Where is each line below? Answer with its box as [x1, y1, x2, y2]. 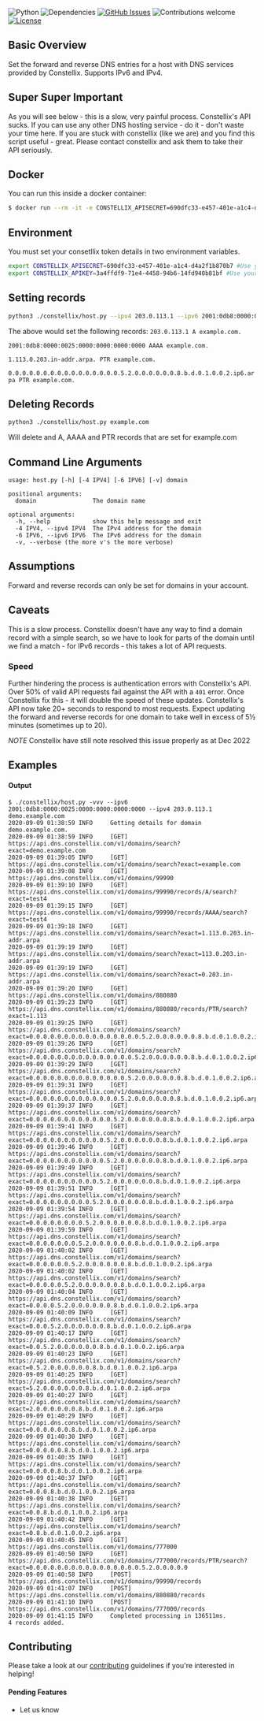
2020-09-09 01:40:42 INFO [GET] [8, 1515, 128, 1523]
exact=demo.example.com [8, 846, 86, 854]
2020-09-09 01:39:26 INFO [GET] [8, 1039, 128, 1047]
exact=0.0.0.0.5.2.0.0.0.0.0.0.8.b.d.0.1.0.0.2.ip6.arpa [8, 1301, 199, 1310]
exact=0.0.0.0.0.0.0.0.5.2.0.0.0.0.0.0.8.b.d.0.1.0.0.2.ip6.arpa [8, 1218, 226, 1227]
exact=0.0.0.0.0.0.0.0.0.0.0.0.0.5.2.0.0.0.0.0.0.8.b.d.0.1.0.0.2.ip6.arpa [8, 1095, 262, 1102]
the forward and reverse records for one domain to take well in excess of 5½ [8, 712, 255, 721]
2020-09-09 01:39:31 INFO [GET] [8, 1080, 128, 1089]
